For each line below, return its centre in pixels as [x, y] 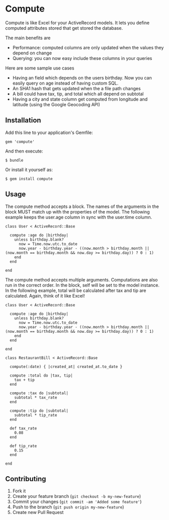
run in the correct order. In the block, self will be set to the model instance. [82, 285]
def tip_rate [23, 446]
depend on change [32, 53]
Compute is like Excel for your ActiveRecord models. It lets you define [77, 23]
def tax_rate [23, 428]
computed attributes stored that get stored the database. [64, 28]
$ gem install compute [29, 179]
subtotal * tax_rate [36, 397]
